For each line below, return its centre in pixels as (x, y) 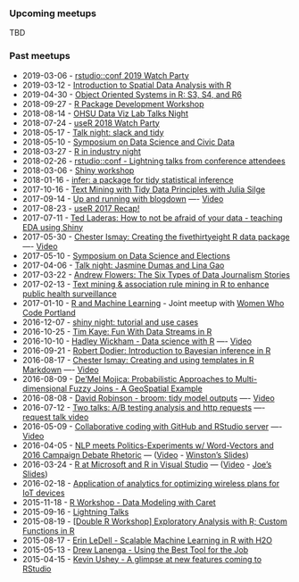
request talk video (55, 417)
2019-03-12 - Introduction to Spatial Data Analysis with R (127, 85)
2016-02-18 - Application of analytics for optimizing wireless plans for (151, 483)
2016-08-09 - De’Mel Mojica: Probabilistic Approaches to (128, 378)
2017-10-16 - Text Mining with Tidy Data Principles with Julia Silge (144, 189)
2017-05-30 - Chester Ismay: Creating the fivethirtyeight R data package (156, 237)
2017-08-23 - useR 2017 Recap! (81, 208)
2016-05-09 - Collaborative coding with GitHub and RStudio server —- (152, 426)
